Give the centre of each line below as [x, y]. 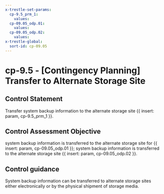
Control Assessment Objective [53, 131]
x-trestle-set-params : [28, 10]
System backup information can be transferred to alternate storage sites [78, 181]
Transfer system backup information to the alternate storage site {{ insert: [80, 111]
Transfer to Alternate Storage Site [75, 81]
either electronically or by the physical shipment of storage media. [72, 186]
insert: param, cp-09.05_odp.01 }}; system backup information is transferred [82, 148]
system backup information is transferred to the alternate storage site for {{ [81, 143]
